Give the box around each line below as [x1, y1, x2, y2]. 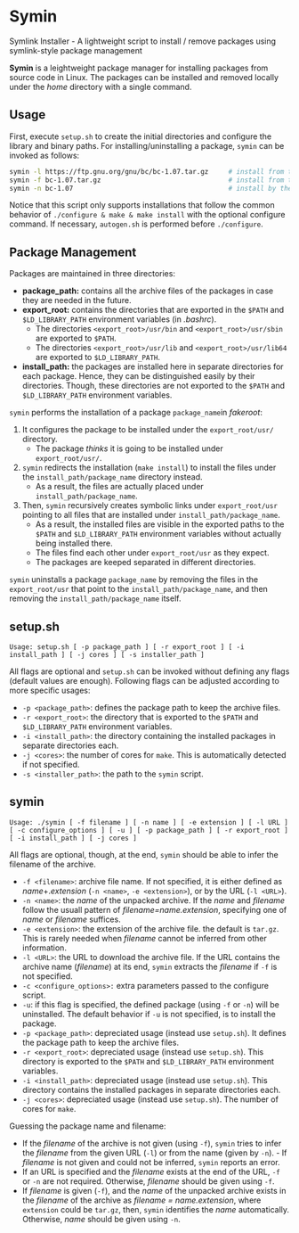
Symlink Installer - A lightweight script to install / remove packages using [9, 36, 277, 46]
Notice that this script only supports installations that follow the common [9, 200, 275, 210]
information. [21, 942, 67, 953]
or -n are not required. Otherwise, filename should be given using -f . [21, 1175, 275, 1187]
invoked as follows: [9, 150, 80, 160]
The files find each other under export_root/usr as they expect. [35, 547, 270, 558]
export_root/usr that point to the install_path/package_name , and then [9, 584, 269, 595]
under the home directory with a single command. [9, 81, 192, 92]
